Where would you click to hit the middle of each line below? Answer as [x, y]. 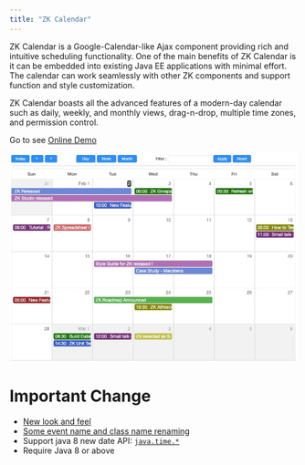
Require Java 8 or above [68, 450]
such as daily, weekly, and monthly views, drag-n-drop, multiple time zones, [153, 112]
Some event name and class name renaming [106, 431]
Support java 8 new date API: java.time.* [101, 440]
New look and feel [57, 421]
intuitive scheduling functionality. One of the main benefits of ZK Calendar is [153, 56]
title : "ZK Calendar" [51, 19]
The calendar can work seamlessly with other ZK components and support [150, 75]
